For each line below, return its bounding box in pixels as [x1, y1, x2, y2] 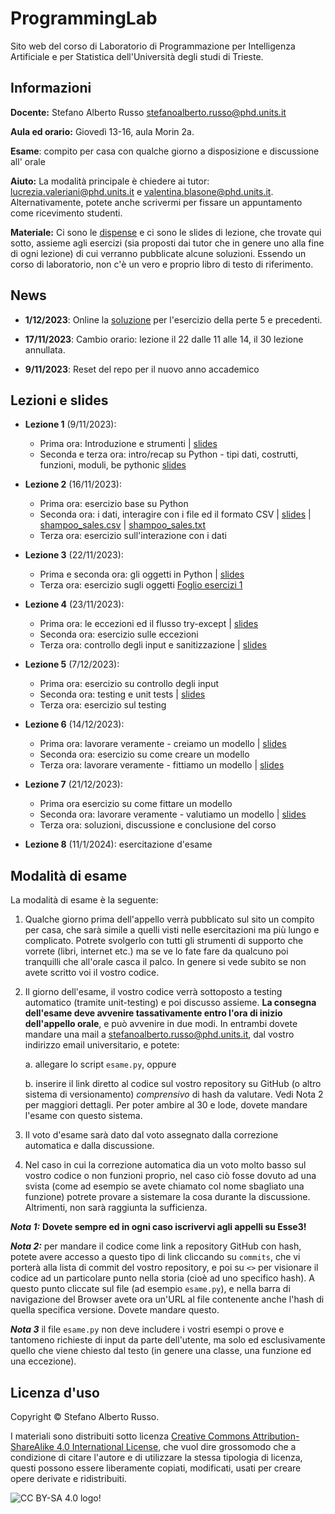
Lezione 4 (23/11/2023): [24, 598, 125, 611]
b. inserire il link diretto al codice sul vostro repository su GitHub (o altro [24, 1078, 322, 1090]
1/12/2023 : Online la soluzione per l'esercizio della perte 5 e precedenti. [24, 313, 323, 326]
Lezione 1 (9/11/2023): [24, 418, 117, 431]
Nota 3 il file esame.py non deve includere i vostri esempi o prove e [10, 1323, 285, 1336]
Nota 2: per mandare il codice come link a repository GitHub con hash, [10, 1240, 302, 1252]
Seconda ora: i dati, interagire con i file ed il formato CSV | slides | [39, 508, 312, 521]
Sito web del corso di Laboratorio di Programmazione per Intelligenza [10, 40, 296, 52]
